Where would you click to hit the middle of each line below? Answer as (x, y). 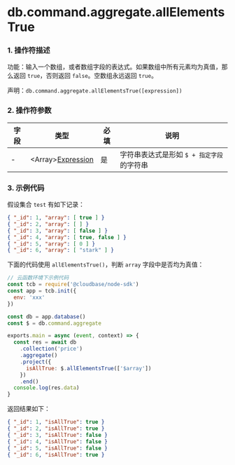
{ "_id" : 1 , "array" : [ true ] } (56, 218)
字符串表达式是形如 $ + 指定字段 (172, 154)
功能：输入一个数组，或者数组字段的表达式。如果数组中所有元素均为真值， (114, 67)
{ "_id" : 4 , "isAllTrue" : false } (58, 442)
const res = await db (45, 342)
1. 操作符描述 (29, 50)
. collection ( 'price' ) (51, 349)
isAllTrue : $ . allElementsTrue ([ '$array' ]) (88, 368)
